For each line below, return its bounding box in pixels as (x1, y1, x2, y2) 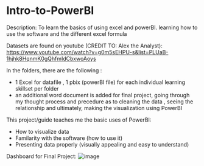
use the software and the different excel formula (6, 30, 127, 37)
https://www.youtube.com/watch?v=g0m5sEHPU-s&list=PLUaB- (6, 48, 169, 55)
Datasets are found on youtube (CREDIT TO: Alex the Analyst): (6, 42, 163, 49)
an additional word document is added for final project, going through (15, 91, 190, 99)
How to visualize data (15, 128, 69, 135)
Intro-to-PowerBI (6, 4, 94, 18)
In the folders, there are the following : (6, 66, 102, 74)
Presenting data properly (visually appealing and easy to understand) (15, 140, 189, 148)
